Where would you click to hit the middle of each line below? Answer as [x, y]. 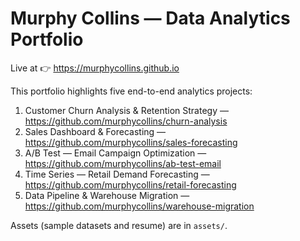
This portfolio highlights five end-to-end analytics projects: [131, 91]
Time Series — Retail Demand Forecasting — [117, 174]
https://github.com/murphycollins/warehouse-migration [139, 206]
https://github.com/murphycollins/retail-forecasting [130, 184]
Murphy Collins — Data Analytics [150, 18]
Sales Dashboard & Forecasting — [95, 131]
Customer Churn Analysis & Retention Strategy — [126, 110]
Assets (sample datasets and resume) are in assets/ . [119, 225]
